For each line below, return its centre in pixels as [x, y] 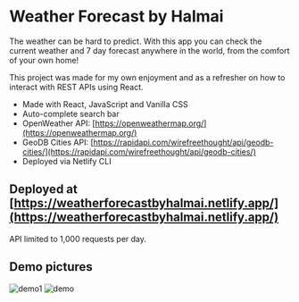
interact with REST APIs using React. [76, 87]
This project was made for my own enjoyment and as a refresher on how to [147, 77]
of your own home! [44, 60]
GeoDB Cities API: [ [58, 142]
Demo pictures [51, 267]
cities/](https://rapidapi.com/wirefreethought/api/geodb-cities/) [139, 151]
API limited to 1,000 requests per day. [78, 239]
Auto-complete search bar [71, 113]
